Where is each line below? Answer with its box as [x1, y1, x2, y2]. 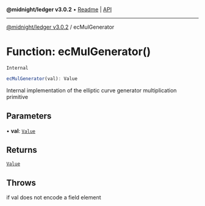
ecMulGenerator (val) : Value [6, 75, 78, 82]
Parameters [6, 111, 52, 122]
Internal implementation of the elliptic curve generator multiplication [6, 86, 177, 94]
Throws [6, 177, 37, 188]
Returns [6, 145, 38, 155]
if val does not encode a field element [6, 194, 102, 201]
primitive [6, 93, 29, 100]
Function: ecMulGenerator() [6, 45, 151, 59]
